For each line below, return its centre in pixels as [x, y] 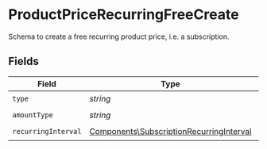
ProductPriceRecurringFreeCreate [124, 15]
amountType [33, 115]
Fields [24, 61]
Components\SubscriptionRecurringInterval [170, 132]
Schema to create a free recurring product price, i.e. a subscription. [119, 36]
